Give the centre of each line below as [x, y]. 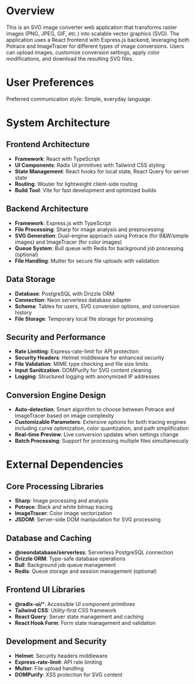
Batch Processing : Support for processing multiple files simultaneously [102, 441]
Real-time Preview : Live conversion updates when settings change [97, 435]
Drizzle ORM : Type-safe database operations [70, 558]
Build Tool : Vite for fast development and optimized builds [85, 190]
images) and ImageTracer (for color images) [68, 242]
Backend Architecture [47, 209]
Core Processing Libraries [55, 486]
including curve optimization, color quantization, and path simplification [102, 428]
